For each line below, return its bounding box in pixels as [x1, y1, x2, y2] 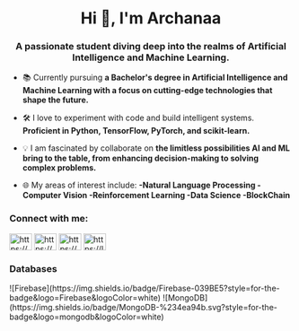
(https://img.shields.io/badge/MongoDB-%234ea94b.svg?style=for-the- [9, 302, 278, 313]
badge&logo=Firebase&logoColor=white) [9, 292, 162, 303]
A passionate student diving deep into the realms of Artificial [14, 40, 287, 53]
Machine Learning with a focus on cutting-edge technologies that [22, 85, 273, 96]
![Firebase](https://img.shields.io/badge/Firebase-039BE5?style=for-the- [9, 283, 280, 294]
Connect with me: [9, 213, 89, 225]
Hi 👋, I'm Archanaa [80, 8, 222, 29]
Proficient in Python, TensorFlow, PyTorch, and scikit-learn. [22, 126, 251, 136]
